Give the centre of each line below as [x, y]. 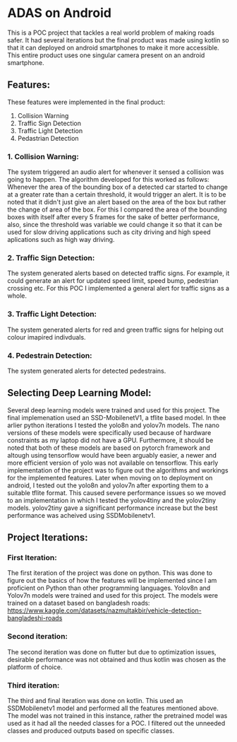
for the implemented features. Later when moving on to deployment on [110, 477]
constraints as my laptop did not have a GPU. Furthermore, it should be [110, 440]
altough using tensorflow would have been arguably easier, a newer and [112, 455]
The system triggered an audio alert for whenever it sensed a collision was [116, 172]
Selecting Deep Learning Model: [79, 393]
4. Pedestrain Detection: [50, 355]
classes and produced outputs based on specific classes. [91, 731]
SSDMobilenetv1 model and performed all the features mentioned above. [113, 708]
